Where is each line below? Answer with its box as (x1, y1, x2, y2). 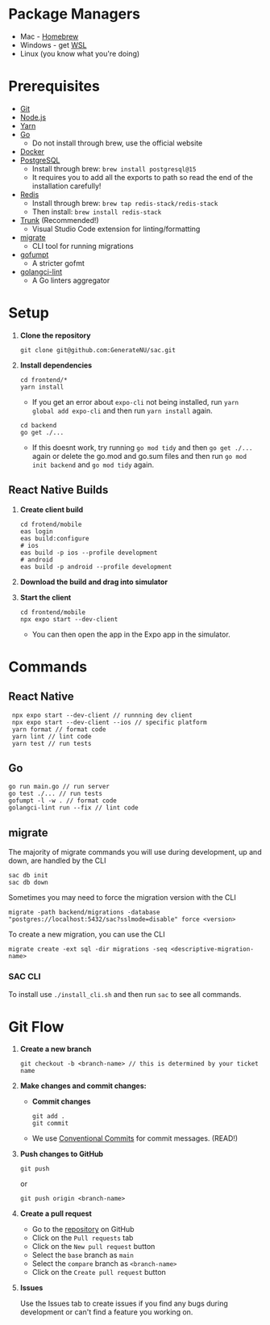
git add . (31, 1113, 66, 1121)
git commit (31, 1120, 69, 1128)
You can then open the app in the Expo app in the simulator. (31, 629, 231, 639)
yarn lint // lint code (11, 732, 92, 740)
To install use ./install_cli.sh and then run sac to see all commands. (8, 989, 242, 999)
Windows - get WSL (19, 40, 87, 49)
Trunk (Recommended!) (19, 215, 99, 225)
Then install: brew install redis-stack (31, 207, 162, 217)
